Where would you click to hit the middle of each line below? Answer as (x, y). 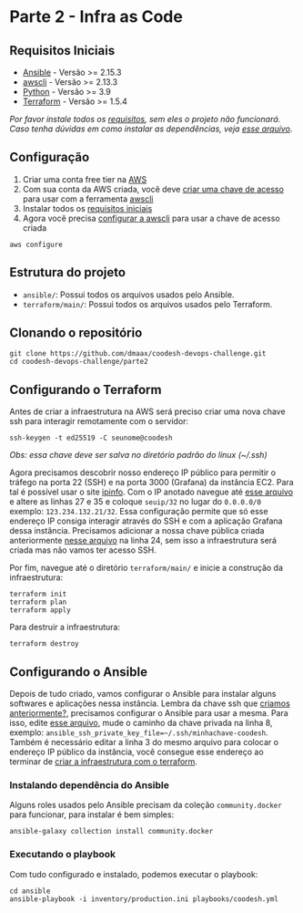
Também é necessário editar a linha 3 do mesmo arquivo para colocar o (144, 742)
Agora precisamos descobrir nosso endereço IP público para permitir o (142, 472)
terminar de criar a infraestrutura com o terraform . (104, 762)
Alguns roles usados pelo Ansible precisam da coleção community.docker (146, 805)
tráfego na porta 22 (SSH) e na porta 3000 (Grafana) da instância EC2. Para (151, 482)
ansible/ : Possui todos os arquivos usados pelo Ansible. (128, 295)
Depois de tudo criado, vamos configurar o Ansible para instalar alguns (143, 694)
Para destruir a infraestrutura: (65, 628)
